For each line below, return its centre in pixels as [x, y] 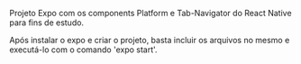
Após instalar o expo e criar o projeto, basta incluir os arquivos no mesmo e [150, 40]
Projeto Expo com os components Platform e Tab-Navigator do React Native [150, 13]
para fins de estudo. [46, 23]
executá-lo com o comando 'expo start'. [83, 50]
